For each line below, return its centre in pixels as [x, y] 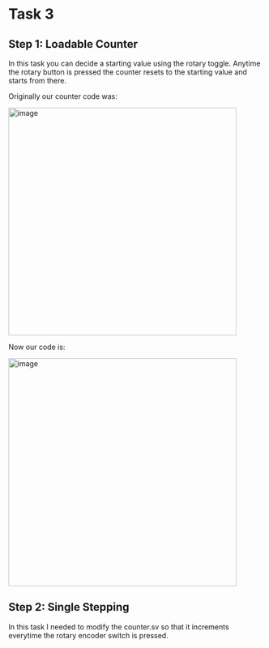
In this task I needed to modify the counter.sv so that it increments [119, 627]
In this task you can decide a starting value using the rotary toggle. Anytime [134, 63]
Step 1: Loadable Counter [73, 44]
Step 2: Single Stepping [69, 607]
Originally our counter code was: [63, 96]
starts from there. [38, 81]
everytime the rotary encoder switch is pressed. [88, 635]
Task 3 [31, 14]
